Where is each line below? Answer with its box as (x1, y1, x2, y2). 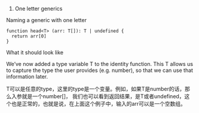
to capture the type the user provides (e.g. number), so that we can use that (6, 67, 193, 74)
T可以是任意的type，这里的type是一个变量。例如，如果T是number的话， (6, 86, 185, 92)
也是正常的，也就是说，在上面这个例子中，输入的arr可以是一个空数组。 (11, 101, 186, 107)
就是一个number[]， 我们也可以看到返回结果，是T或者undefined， (22, 93, 185, 100)
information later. (6, 73, 48, 80)
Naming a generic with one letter (6, 17, 87, 23)
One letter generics (14, 5, 63, 12)
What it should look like (6, 49, 64, 56)
